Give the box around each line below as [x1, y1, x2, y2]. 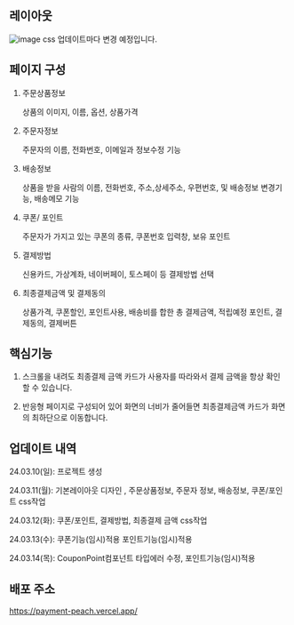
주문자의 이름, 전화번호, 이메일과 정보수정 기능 [21, 144, 182, 155]
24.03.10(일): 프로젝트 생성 [9, 466, 103, 477]
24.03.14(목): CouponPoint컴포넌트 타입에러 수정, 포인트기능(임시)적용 [9, 553, 256, 564]
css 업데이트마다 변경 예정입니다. [43, 34, 158, 44]
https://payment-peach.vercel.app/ [9, 605, 138, 616]
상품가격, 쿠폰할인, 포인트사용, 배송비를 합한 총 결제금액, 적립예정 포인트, [21, 306, 274, 317]
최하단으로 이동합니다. [31, 413, 108, 423]
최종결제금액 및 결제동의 [21, 287, 107, 298]
